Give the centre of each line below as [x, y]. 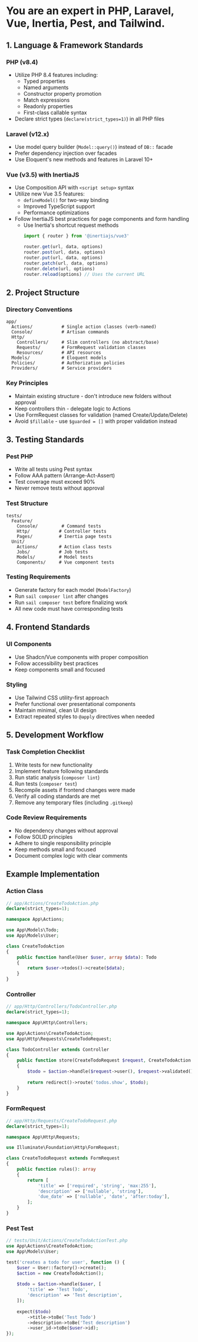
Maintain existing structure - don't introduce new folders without [93, 396]
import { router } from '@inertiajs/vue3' [76, 236]
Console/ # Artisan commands [60, 332]
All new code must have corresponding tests [69, 608]
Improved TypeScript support [59, 206]
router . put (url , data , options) [63, 258]
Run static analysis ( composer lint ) [57, 777]
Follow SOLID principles [44, 836]
